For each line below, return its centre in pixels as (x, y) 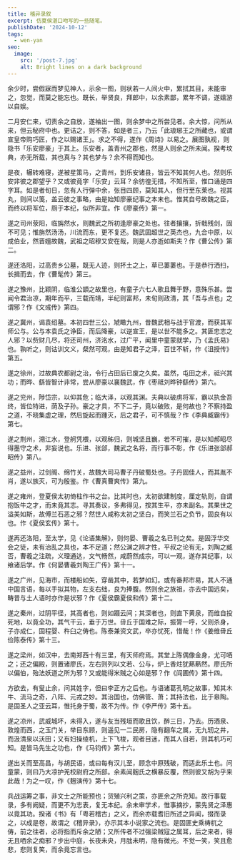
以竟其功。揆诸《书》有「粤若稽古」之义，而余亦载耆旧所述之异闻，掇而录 (117, 814)
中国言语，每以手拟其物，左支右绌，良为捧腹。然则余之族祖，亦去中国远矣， (120, 589)
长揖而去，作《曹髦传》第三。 (51, 274)
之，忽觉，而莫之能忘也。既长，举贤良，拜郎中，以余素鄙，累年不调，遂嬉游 (120, 97)
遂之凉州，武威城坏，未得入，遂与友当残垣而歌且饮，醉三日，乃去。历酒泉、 (120, 721)
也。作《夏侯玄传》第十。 (45, 522)
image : (24, 54)
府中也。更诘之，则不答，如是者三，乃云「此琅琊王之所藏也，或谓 (135, 130)
